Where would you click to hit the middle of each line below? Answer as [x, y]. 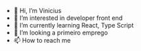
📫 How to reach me [42, 40]
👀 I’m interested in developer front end [68, 18]
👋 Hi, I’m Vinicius [37, 11]
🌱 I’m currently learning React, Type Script [74, 25]
